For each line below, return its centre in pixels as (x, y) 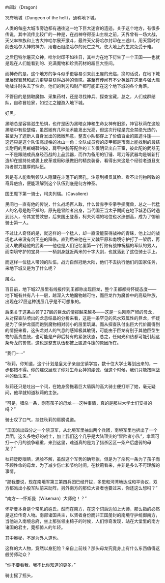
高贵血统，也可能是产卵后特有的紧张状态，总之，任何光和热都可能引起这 (87, 337)
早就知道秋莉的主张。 (40, 392)
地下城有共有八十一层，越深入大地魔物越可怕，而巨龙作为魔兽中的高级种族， (82, 295)
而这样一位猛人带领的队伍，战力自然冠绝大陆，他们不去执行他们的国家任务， (82, 262)
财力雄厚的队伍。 (31, 167)
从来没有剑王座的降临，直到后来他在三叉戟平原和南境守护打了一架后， (84, 239)
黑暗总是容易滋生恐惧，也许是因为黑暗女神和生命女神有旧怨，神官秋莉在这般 (82, 124)
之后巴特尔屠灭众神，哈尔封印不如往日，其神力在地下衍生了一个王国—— (78, 57)
